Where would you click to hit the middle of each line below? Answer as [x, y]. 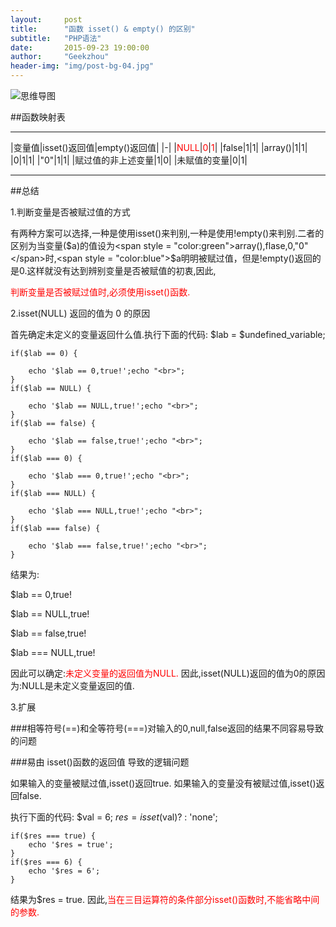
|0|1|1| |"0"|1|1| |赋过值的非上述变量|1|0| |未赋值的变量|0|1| [129, 160]
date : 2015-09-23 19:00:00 [80, 47]
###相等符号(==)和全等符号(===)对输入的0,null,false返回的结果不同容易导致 [167, 728]
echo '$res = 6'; [64, 871]
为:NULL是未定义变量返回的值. [72, 685]
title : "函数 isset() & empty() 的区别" [103, 29]
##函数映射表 [38, 117]
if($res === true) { [53, 836]
